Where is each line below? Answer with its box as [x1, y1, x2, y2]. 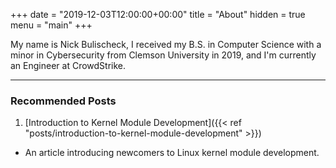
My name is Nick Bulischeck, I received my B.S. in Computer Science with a [10, 39, 322, 50]
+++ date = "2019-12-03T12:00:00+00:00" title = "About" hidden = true [10, 9, 306, 20]
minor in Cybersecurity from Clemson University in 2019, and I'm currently [10, 49, 317, 61]
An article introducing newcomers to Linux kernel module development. [24, 147, 320, 159]
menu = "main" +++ [10, 19, 93, 31]
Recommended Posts [10, 94, 117, 108]
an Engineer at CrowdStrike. [10, 60, 127, 71]
